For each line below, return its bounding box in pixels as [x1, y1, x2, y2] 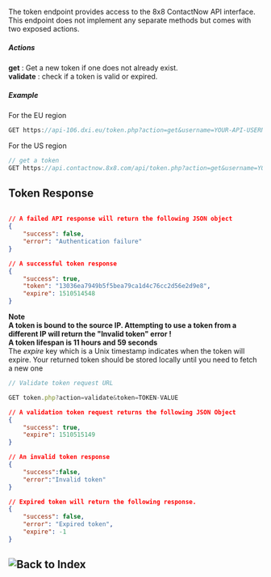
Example [8, 90, 39, 100]
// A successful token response [8, 259, 117, 268]
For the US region [8, 141, 67, 151]
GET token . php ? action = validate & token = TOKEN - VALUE [8, 393, 179, 401]
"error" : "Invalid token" [23, 475, 106, 484]
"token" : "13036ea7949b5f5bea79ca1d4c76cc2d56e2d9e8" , [23, 282, 211, 291]
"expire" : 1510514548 [23, 290, 95, 298]
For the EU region [8, 110, 67, 120]
